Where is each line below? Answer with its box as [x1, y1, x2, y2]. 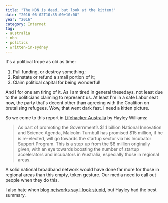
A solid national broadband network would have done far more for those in [5, 166, 159, 172]
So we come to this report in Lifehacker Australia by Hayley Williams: [5, 114, 148, 121]
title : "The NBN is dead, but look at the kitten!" [5, 7, 116, 13]
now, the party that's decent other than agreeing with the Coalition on [5, 99, 149, 106]
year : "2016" [5, 17, 33, 22]
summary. [5, 192, 26, 198]
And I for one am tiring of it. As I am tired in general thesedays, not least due [5, 89, 163, 95]
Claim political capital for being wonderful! [12, 79, 101, 85]
